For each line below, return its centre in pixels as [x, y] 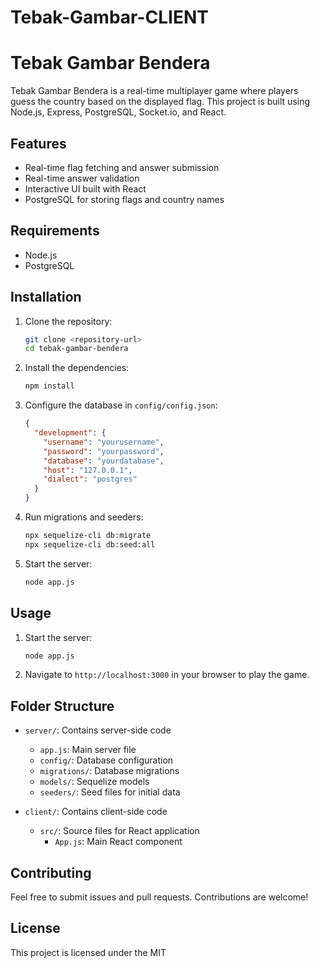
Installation [46, 297]
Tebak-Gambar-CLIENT [110, 17]
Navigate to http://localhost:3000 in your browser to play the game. [167, 675]
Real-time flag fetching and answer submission [122, 167]
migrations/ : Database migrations [109, 771]
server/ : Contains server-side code [98, 730]
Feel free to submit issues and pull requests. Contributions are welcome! [159, 897]
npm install [49, 386]
